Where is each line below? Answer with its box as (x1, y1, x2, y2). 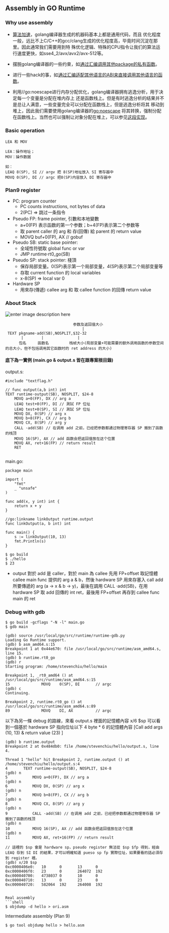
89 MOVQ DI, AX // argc (5, 708, 112, 713)
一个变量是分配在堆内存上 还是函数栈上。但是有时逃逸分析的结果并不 (21, 95, 164, 101)
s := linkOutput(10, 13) (14, 534, 67, 539)
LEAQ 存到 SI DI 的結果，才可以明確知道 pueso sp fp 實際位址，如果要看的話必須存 (5, 850, 163, 855)
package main (5, 468, 33, 473)
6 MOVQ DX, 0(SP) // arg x (5, 784, 85, 789)
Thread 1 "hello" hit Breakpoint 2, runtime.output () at (5, 757, 130, 762)
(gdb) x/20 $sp (5, 860, 37, 865)
